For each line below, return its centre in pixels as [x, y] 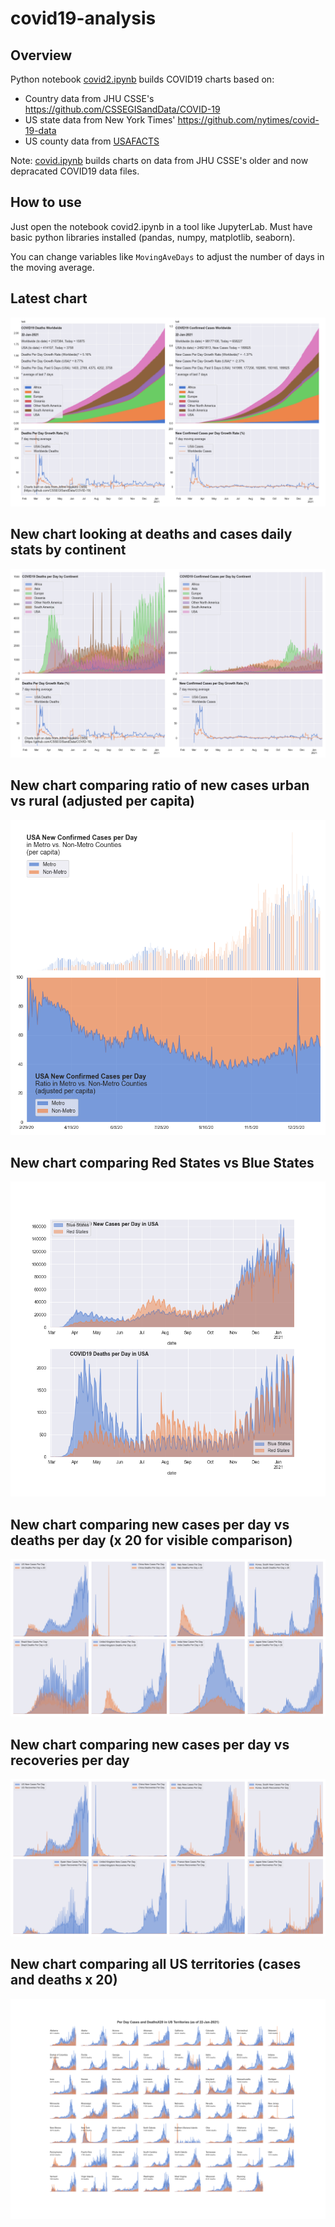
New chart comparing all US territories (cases [156, 1964]
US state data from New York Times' [100, 120]
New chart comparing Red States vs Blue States [162, 1163]
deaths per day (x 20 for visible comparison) [151, 1540]
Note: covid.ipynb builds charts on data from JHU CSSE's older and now [159, 160]
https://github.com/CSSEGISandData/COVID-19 [122, 109]
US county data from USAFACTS [92, 141]
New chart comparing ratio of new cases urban [160, 785]
